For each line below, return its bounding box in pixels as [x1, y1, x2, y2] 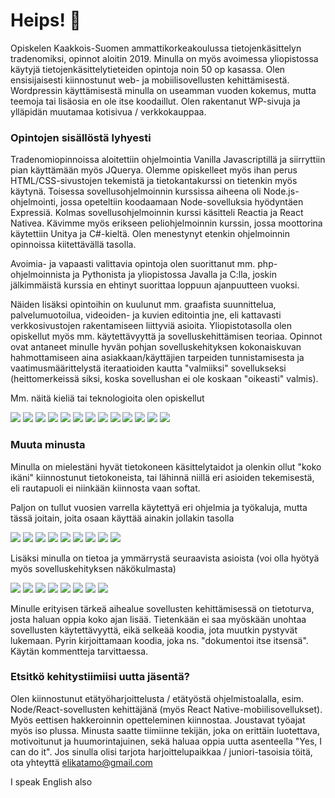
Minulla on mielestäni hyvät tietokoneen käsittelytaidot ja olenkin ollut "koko [10, 460, 322, 473]
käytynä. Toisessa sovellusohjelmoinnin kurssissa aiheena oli [10, 185, 262, 198]
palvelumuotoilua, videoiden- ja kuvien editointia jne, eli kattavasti [10, 309, 282, 321]
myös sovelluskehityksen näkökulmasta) [10, 562, 177, 574]
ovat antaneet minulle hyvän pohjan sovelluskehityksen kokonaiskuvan [10, 341, 302, 353]
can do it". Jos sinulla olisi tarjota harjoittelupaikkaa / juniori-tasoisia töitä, [10, 745, 313, 758]
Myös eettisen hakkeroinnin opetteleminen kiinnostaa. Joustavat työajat [10, 714, 306, 726]
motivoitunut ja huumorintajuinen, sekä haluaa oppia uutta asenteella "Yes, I [10, 735, 323, 747]
